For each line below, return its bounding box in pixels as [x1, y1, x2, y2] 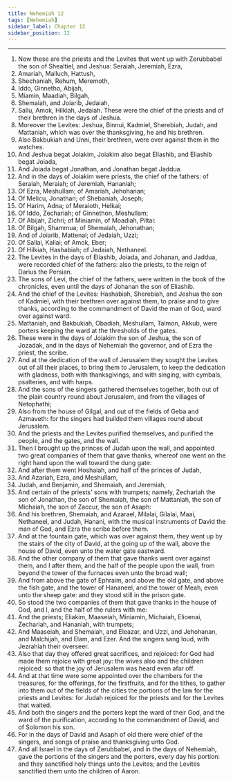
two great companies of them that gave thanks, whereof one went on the [17, 451, 226, 460]
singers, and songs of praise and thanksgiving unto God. [17, 737, 180, 746]
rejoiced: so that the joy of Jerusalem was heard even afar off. [17, 664, 196, 672]
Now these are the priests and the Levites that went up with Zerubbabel [17, 55, 223, 63]
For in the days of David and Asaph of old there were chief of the [17, 731, 203, 739]
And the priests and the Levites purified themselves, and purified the [17, 429, 214, 437]
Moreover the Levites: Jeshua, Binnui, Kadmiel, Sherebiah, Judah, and [17, 121, 218, 129]
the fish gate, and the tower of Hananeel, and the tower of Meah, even [17, 583, 218, 592]
